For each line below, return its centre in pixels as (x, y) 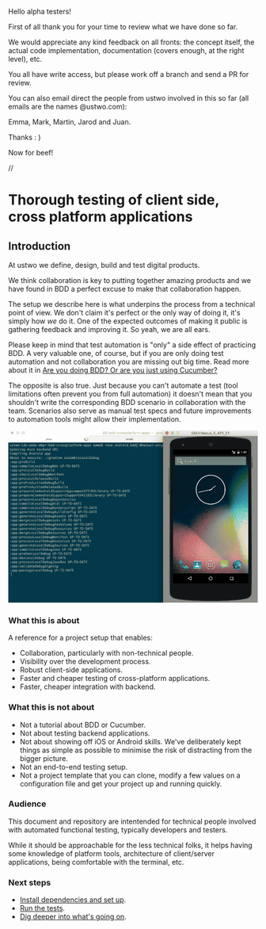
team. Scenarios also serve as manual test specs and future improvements (130, 411)
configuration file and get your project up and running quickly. (121, 783)
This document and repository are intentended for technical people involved (132, 821)
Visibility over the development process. (85, 662)
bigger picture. (44, 758)
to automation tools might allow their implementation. (95, 419)
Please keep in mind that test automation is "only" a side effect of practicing (132, 345)
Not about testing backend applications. (85, 733)
